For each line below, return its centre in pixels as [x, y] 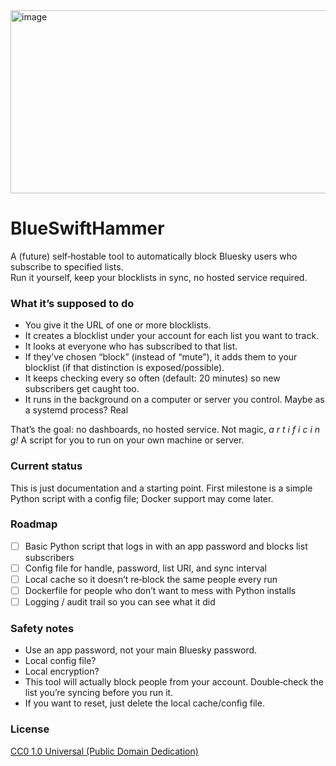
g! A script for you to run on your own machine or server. [127, 440]
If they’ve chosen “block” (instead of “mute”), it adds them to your [161, 357]
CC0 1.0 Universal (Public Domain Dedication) [104, 751]
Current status [46, 466]
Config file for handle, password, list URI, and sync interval [146, 568]
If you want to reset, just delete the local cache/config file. [144, 703]
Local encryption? [62, 671]
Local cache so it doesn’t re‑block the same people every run [151, 579]
